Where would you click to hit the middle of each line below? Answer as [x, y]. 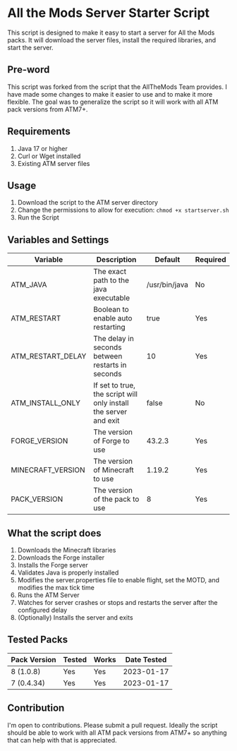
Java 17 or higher [43, 148]
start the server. [31, 47]
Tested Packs [38, 640]
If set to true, [114, 385]
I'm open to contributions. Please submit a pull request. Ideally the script [113, 725]
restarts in [110, 365]
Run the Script [38, 217]
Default [168, 260]
